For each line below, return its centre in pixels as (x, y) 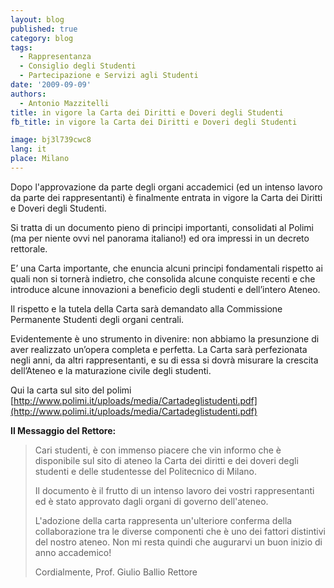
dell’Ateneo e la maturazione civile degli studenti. (111, 370)
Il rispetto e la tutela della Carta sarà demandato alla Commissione (146, 308)
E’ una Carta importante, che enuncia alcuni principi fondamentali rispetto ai (166, 268)
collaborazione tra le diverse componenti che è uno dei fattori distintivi (180, 531)
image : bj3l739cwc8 (51, 140)
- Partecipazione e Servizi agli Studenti (109, 76)
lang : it (28, 149)
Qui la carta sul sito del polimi (71, 390)
